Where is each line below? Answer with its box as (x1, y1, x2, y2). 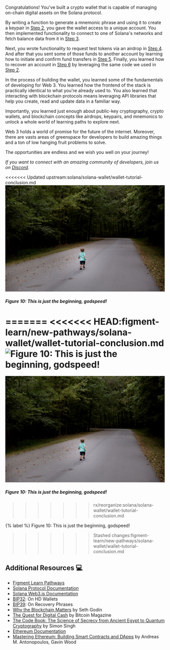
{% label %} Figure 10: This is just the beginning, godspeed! (5, 522, 130, 529)
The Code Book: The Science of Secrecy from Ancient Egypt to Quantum (12, 617, 165, 623)
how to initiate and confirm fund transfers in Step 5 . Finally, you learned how (5, 56, 164, 62)
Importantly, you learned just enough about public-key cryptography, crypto (5, 108, 164, 114)
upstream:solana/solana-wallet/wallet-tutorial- (46, 174, 143, 180)
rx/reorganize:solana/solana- (93, 502, 154, 508)
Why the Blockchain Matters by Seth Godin (12, 606, 102, 613)
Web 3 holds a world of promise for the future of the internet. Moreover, (5, 129, 155, 135)
